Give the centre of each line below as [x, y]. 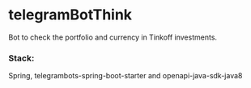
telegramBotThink [70, 15]
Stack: [21, 58]
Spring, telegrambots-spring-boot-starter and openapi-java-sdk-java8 [125, 76]
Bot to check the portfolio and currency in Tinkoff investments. [113, 37]
